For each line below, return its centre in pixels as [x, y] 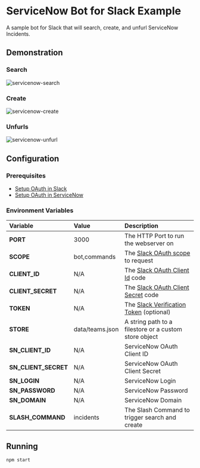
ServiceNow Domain [153, 400]
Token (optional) [148, 312]
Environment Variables [40, 210]
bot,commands [95, 257]
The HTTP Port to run [154, 236]
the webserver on [149, 243]
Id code [135, 278]
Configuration [33, 159]
